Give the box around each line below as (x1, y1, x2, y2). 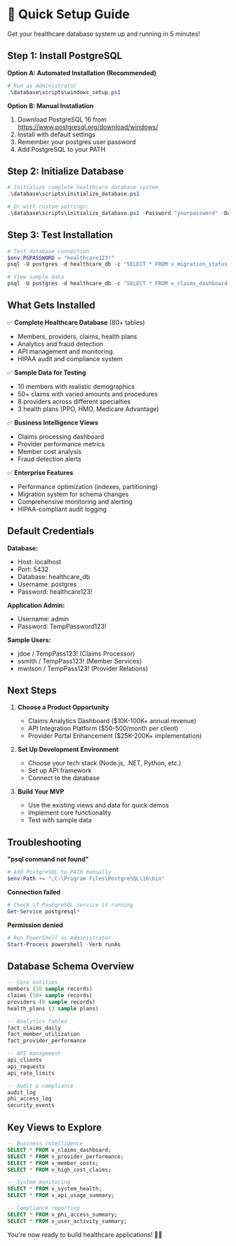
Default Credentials (7, 525, 95, 537)
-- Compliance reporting (7, 1205, 80, 1212)
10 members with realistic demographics (17, 382, 135, 391)
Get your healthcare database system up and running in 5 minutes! (7, 30, 200, 38)
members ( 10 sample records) (7, 985, 93, 993)
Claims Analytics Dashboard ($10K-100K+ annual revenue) (27, 717, 197, 725)
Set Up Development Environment (17, 745, 119, 754)
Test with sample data (27, 816, 92, 824)
